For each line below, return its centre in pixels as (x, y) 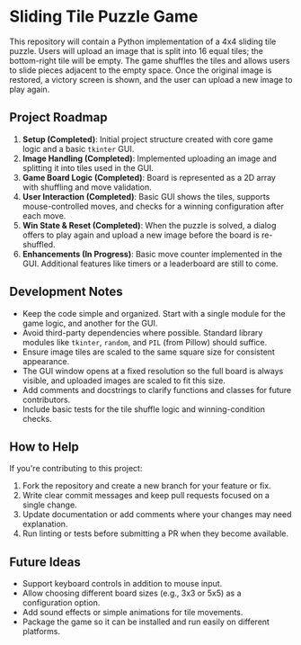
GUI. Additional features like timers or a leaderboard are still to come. (150, 264)
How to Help (44, 447)
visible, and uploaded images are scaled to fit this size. (124, 381)
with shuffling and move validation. (87, 187)
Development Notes (66, 292)
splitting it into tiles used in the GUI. (88, 167)
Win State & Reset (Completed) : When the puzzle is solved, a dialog (149, 225)
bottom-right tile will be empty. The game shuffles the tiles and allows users (150, 60)
